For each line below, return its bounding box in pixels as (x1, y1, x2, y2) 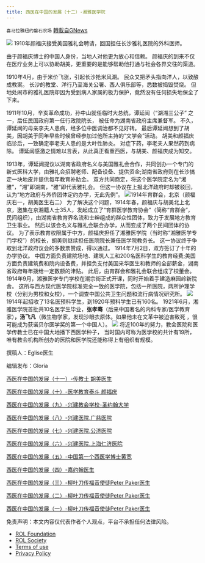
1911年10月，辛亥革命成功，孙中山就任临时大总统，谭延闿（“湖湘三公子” (6, 109, 187, 116)
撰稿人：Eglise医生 (6, 349, 54, 356)
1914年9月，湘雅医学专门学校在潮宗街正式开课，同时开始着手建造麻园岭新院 (6, 274, 197, 282)
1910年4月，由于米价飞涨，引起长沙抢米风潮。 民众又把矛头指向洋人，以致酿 (6, 73, 199, 80)
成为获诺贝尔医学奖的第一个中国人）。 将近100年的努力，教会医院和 (16, 320, 193, 328)
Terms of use (15, 543, 49, 550)
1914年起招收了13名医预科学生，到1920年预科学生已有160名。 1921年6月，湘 (6, 298, 199, 305)
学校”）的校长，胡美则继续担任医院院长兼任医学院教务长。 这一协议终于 (11, 237, 192, 244)
